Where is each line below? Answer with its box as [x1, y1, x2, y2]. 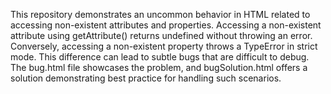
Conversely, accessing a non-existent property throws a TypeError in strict [10, 40, 318, 52]
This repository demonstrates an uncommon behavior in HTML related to [10, 9, 311, 20]
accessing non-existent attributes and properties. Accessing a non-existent [10, 19, 322, 31]
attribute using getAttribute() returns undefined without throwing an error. [10, 30, 313, 41]
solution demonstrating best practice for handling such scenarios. [10, 72, 282, 84]
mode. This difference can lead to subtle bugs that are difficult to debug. [10, 51, 310, 63]
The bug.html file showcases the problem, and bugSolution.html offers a [10, 62, 308, 73]
